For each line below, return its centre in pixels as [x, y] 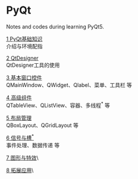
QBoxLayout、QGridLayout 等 [42, 125]
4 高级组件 [19, 97]
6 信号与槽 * [20, 138]
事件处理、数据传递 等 [33, 145]
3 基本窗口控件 [24, 77]
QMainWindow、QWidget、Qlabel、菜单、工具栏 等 [69, 85]
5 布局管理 [19, 118]
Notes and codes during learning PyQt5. [55, 27]
